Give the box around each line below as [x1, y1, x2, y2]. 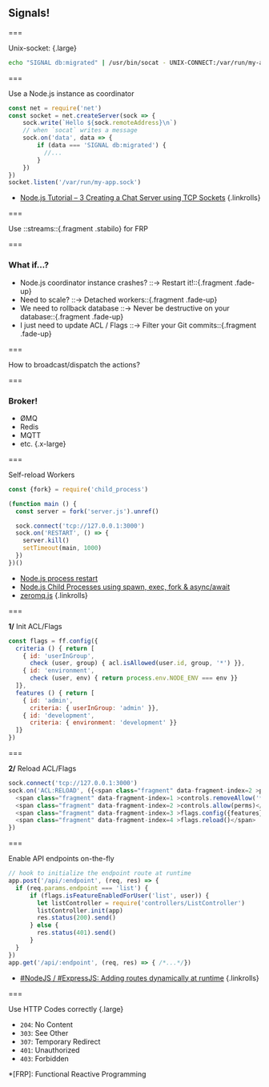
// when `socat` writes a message [22, 126, 138, 134]
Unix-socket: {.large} [8, 43, 78, 53]
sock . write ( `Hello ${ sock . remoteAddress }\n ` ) [22, 119, 178, 127]
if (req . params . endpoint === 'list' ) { [15, 884, 149, 892]
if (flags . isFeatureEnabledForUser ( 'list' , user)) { [29, 892, 210, 900]
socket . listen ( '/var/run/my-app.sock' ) [8, 178, 142, 187]
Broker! [8, 395, 38, 407]
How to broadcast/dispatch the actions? [8, 359, 140, 369]
